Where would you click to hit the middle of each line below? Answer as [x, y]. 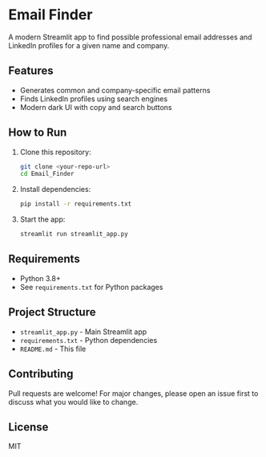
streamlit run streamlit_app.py [74, 235]
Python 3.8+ [40, 278]
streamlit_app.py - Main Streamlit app [83, 332]
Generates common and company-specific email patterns [115, 90]
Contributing [41, 374]
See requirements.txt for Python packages [91, 287]
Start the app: [42, 219]
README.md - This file [53, 349]
